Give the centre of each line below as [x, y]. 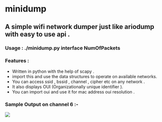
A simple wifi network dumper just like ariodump [80, 27]
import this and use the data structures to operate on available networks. [84, 76]
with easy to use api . [37, 34]
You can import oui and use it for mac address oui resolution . [73, 92]
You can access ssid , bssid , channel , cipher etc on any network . [78, 81]
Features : [17, 61]
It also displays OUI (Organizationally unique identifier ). [67, 87]
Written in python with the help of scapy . [53, 71]
